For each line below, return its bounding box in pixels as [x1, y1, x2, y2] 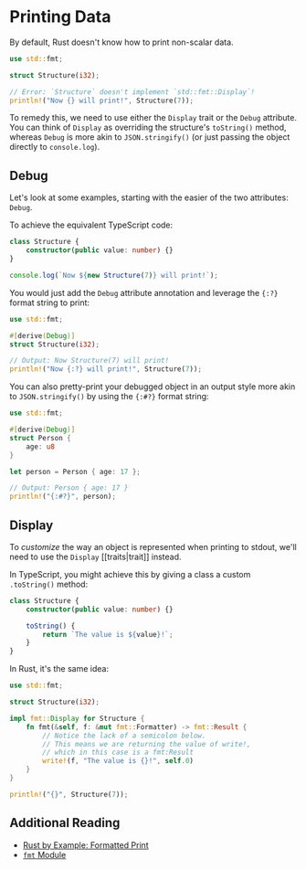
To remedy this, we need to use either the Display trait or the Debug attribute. [9, 112, 297, 123]
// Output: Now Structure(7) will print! [9, 356, 170, 366]
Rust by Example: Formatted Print [22, 839, 149, 851]
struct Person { [9, 433, 71, 442]
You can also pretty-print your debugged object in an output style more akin [9, 381, 296, 392]
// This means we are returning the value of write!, [42, 739, 251, 748]
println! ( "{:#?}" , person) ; [9, 492, 117, 502]
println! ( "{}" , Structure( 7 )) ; [9, 790, 129, 799]
